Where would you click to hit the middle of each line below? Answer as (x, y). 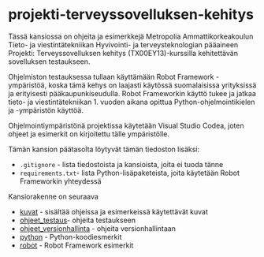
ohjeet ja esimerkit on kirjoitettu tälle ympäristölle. (89, 134)
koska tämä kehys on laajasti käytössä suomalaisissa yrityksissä (152, 85)
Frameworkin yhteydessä (60, 181)
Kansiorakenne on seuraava (53, 196)
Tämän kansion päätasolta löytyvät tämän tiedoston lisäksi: (104, 149)
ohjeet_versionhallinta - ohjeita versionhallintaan (97, 228)
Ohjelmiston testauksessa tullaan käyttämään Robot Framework (111, 76)
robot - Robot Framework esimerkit (76, 245)
